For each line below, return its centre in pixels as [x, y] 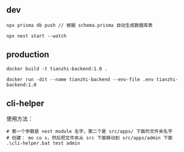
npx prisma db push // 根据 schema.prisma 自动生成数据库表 [80, 25]
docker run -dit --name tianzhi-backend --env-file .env [80, 79]
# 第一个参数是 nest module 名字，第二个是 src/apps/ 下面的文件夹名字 [89, 132]
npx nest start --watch [37, 36]
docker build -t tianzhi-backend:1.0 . [57, 69]
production [28, 55]
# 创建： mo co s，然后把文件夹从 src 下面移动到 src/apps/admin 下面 [89, 138]
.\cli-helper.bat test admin [43, 143]
